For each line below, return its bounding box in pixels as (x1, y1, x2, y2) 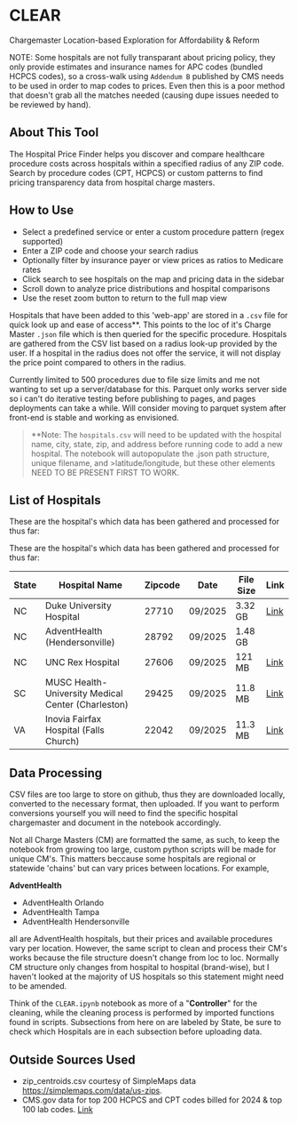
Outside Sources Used (9, 1052, 136, 1067)
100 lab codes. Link (21, 1104, 93, 1114)
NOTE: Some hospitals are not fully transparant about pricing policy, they (9, 52, 276, 62)
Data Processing (9, 766, 103, 781)
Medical (90, 687, 123, 700)
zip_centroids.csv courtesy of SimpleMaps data (21, 1076, 197, 1086)
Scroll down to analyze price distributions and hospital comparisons (21, 283, 271, 293)
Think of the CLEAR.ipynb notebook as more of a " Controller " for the (9, 998, 258, 1009)
